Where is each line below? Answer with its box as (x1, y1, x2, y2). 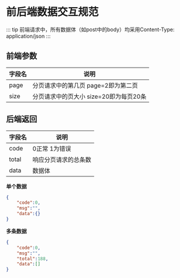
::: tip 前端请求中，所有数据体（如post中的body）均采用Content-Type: (6, 26, 175, 33)
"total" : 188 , (16, 256, 49, 262)
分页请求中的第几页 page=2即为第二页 (32, 81, 138, 89)
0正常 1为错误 (32, 145, 72, 153)
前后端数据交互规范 (6, 5, 99, 19)
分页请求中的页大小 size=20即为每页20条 (32, 92, 147, 101)
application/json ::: (6, 32, 51, 39)
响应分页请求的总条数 (32, 155, 92, 163)
